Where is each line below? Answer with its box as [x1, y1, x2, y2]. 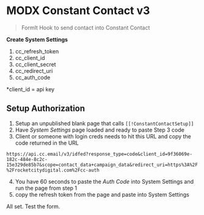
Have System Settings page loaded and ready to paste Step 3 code [15, 126, 184, 134]
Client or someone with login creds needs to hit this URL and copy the [15, 132, 191, 140]
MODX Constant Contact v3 [6, 4, 150, 18]
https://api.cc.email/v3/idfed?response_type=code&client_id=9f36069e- [6, 151, 192, 157]
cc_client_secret [15, 61, 56, 68]
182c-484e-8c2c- [6, 156, 48, 162]
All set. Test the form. [6, 203, 60, 210]
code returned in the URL [15, 139, 79, 146]
